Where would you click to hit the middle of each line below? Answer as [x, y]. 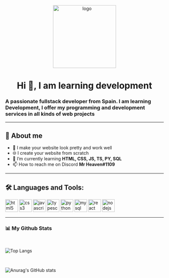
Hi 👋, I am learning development [84, 86]
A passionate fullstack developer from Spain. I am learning [78, 102]
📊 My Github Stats [29, 228]
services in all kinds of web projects [50, 114]
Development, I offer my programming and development [75, 108]
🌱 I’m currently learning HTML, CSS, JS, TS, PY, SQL [67, 159]
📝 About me [24, 135]
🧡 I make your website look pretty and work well [62, 148]
